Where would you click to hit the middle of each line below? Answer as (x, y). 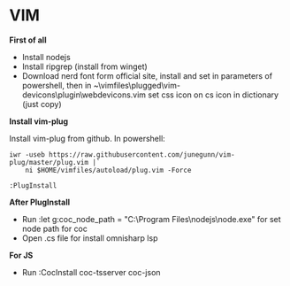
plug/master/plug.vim (49, 162)
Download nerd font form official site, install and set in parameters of (147, 75)
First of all (28, 40)
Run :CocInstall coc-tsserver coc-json (91, 272)
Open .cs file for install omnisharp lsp (90, 238)
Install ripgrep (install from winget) (84, 66)
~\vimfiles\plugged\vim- (137, 85)
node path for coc (55, 228)
